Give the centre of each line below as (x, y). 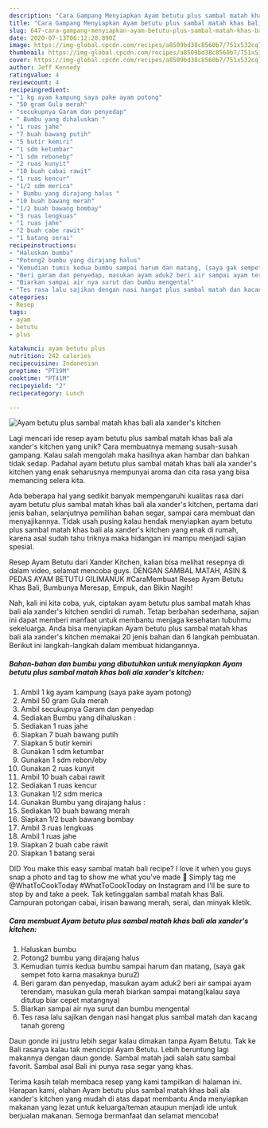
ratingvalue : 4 (34, 75)
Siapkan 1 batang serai (57, 853)
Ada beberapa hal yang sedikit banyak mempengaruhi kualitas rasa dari (126, 496)
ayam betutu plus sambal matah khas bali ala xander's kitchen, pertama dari (134, 505)
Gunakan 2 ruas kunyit (57, 768)
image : (20, 45)
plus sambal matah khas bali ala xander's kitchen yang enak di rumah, (124, 530)
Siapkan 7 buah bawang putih (69, 735)
